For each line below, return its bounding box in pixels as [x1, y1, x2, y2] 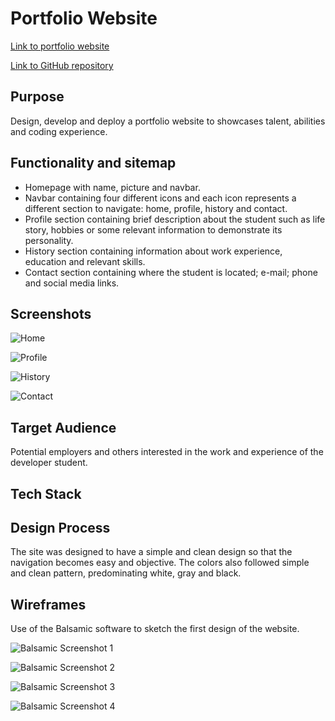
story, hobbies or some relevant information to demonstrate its [24, 223, 283, 236]
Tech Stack [10, 485, 82, 502]
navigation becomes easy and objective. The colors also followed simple [10, 557, 310, 569]
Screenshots [10, 305, 92, 322]
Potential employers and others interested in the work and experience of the [10, 446, 324, 458]
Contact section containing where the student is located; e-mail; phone [24, 266, 318, 278]
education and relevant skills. [24, 255, 146, 267]
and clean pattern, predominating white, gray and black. [10, 567, 242, 579]
